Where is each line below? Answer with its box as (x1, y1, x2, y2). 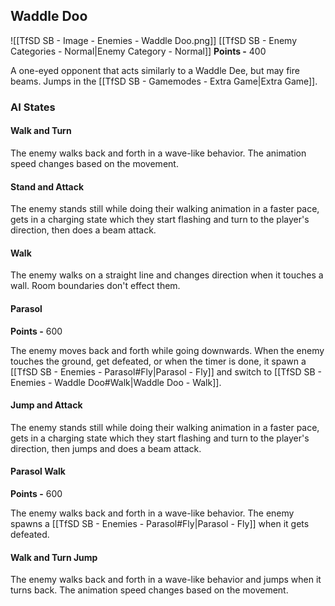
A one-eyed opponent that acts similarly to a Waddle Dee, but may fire (10, 64, 300, 76)
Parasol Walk (10, 465, 66, 478)
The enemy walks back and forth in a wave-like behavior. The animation (10, 147, 307, 159)
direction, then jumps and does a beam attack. (10, 442, 202, 454)
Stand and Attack (10, 180, 85, 193)
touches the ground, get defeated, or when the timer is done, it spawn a (10, 355, 307, 367)
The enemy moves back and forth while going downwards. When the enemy (10, 344, 325, 356)
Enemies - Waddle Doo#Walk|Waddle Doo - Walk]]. (10, 376, 222, 388)
